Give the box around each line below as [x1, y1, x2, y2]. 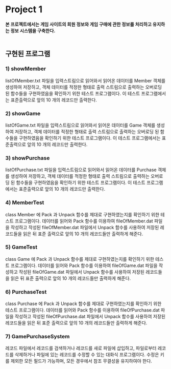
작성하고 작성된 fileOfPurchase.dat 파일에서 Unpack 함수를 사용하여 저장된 [14, 314, 166, 320]
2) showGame [5, 110, 41, 117]
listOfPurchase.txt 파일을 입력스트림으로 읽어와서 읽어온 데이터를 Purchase [5, 167, 157, 173]
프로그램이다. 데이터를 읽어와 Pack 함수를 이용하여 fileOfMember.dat [14, 218, 153, 224]
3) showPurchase [5, 154, 50, 161]
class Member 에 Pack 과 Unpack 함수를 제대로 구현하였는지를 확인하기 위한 [5, 211, 160, 217]
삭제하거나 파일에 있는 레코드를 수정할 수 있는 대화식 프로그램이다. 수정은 [14, 352, 159, 358]
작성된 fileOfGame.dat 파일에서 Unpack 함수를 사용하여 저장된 [18, 269, 144, 275]
